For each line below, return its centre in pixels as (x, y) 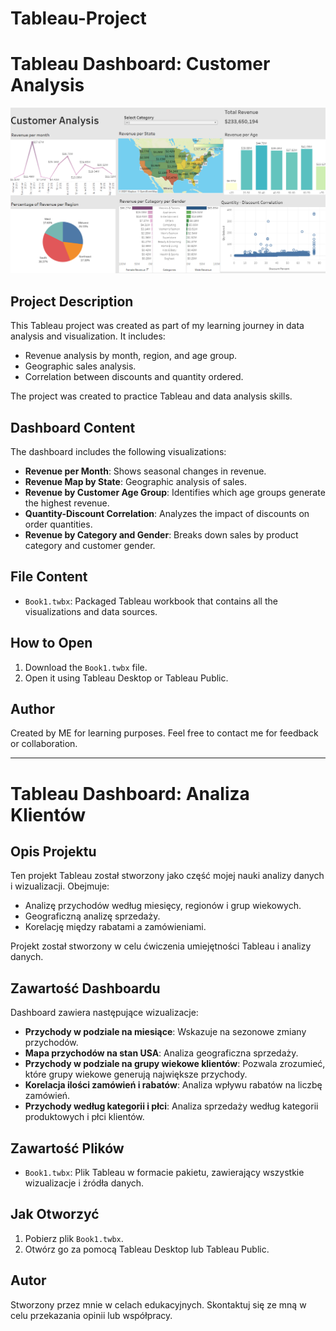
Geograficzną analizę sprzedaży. (92, 916)
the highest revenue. (67, 503)
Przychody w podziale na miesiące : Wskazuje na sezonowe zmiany (165, 1032)
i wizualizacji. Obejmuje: (60, 886)
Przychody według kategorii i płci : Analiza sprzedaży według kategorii (171, 1106)
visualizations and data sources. (91, 611)
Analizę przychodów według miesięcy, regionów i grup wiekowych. (163, 906)
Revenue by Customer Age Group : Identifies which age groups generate (175, 493)
